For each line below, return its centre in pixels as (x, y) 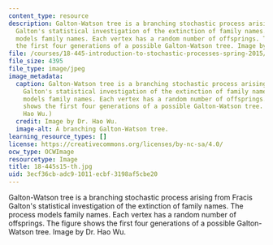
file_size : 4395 (36, 62)
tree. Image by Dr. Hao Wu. (81, 232)
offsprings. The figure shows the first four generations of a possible (122, 223)
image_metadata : (36, 76)
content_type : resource (49, 16)
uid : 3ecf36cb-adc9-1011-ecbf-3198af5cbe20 (83, 174)
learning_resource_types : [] (58, 136)
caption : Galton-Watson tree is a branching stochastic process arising (141, 84)
